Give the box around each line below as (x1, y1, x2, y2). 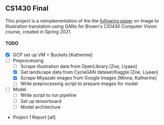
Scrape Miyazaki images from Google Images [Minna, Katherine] (20, 75, 157, 81)
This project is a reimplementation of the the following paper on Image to (5, 17, 159, 24)
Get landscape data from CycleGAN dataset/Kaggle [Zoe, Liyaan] (20, 69, 158, 75)
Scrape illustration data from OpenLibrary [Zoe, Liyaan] (20, 64, 137, 70)
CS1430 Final (5, 4, 49, 13)
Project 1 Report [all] (12, 114, 56, 120)
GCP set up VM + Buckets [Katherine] (12, 52, 93, 58)
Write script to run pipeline (20, 92, 77, 98)
